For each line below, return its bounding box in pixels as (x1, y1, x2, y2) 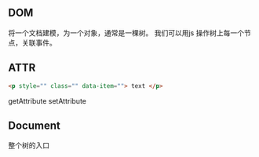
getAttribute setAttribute (8, 96, 86, 105)
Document (8, 119, 60, 132)
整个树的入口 (8, 141, 49, 150)
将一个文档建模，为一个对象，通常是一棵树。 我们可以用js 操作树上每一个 (8, 27, 245, 38)
